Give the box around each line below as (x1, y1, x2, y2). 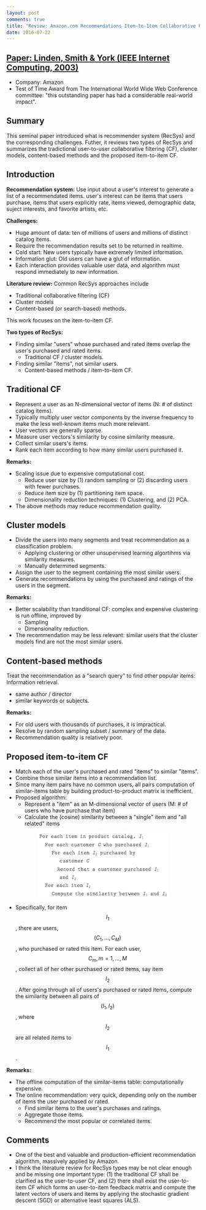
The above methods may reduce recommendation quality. (15, 502, 162, 510)
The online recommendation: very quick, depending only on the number (15, 1091, 197, 1098)
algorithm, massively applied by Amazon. (15, 1158, 120, 1165)
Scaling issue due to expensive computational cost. (15, 469, 145, 477)
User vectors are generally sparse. (15, 426, 103, 434)
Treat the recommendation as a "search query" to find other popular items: (6, 672, 196, 679)
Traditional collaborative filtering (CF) (15, 292, 110, 299)
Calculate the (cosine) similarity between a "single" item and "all (24, 813, 187, 820)
